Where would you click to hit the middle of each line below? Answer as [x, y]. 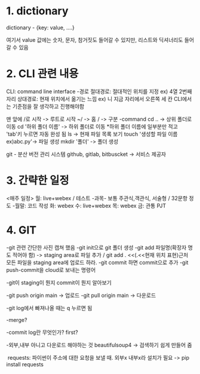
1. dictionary [37, 11]
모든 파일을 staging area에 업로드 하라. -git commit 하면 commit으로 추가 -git [97, 262]
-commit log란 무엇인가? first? [42, 332]
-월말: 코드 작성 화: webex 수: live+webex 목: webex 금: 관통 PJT [89, 206]
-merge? [17, 320]
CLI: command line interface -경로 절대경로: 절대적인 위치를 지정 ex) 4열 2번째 [99, 91]
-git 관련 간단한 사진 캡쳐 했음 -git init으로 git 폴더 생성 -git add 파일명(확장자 [96, 247]
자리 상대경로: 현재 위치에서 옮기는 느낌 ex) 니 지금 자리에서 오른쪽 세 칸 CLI [94, 99]
